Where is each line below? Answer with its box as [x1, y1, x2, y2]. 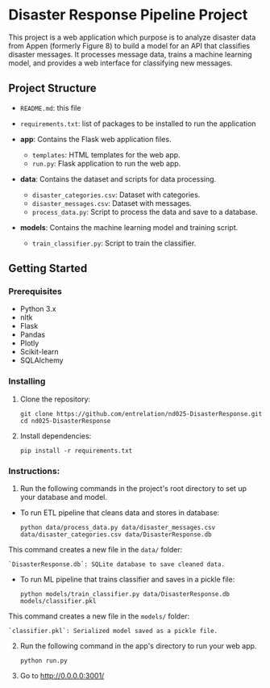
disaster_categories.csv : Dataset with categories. [31, 190, 201, 199]
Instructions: [8, 465, 60, 476]
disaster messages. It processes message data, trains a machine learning [8, 49, 252, 59]
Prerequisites [8, 286, 62, 297]
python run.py [19, 657, 68, 665]
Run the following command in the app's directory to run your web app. [19, 641, 257, 651]
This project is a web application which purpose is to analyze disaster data [8, 32, 256, 42]
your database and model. [19, 493, 107, 502]
